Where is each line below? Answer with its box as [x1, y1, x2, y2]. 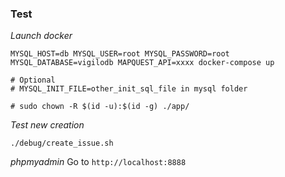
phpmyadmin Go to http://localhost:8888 [10, 156, 187, 168]
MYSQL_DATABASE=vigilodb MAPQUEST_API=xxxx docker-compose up [10, 58, 275, 68]
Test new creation [10, 119, 85, 131]
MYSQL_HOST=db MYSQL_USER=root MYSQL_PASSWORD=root [10, 49, 230, 59]
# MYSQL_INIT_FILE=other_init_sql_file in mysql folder [10, 84, 248, 94]
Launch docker [10, 30, 73, 42]
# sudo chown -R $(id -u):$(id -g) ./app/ [10, 102, 190, 112]
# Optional [10, 75, 56, 86]
